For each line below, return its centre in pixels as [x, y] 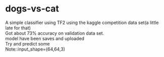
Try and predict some [28, 43]
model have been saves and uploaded [45, 38]
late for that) [18, 27]
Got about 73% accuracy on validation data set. [55, 33]
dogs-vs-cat [32, 9]
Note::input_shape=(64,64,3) [35, 49]
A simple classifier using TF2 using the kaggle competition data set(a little [82, 22]
